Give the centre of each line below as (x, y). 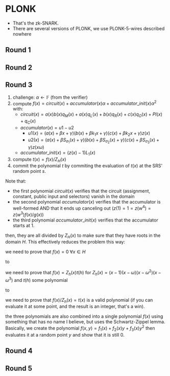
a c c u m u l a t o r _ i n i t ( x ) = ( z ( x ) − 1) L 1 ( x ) (58, 153)
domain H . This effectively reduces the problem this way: (65, 242)
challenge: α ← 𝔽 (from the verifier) (50, 97)
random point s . (29, 171)
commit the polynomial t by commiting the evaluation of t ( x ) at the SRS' (88, 166)
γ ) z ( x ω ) (36, 147)
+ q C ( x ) (28, 121)
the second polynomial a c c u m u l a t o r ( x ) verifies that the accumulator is (87, 202)
